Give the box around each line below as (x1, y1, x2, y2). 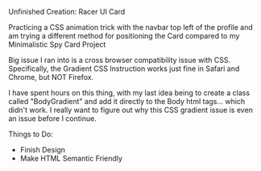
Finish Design (19, 145, 66, 154)
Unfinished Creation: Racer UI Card (8, 7, 126, 16)
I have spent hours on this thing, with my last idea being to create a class (8, 88, 251, 98)
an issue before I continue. (8, 114, 97, 123)
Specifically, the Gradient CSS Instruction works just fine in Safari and (8, 64, 240, 73)
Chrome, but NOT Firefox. (8, 73, 94, 81)
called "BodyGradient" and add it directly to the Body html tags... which (8, 97, 246, 106)
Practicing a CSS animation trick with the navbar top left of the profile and (8, 23, 253, 31)
